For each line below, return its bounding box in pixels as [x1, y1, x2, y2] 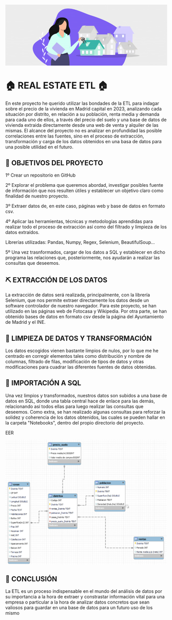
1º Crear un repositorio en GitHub [5, 172, 76, 179]
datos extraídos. [5, 229, 40, 236]
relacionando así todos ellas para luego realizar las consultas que [5, 403, 144, 410]
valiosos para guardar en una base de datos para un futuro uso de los [5, 604, 153, 610]
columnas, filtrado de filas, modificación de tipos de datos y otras [5, 359, 144, 364]
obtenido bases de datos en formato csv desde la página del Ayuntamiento [5, 314, 164, 320]
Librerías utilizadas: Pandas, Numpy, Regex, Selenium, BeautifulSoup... [5, 239, 155, 245]
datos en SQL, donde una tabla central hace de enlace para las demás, [5, 398, 155, 404]
